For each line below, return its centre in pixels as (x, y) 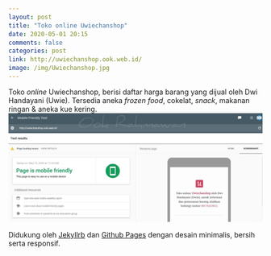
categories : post (38, 51)
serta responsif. (34, 243)
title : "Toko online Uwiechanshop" (68, 25)
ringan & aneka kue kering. (53, 109)
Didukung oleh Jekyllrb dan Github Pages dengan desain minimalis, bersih (132, 234)
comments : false (35, 43)
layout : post (30, 17)
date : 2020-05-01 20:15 (48, 34)
